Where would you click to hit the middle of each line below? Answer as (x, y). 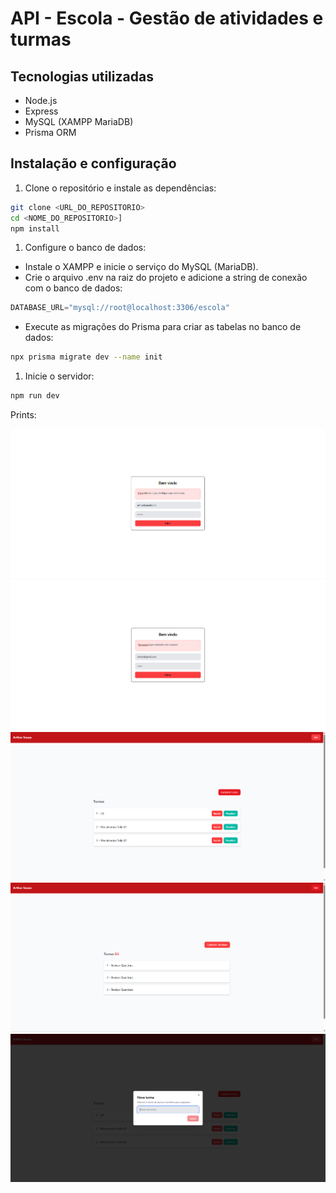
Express (41, 111)
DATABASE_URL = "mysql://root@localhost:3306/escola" (120, 308)
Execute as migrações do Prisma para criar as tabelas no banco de (163, 327)
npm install (35, 228)
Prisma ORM (50, 132)
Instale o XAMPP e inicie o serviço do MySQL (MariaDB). (141, 267)
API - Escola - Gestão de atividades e (167, 18)
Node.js (41, 100)
